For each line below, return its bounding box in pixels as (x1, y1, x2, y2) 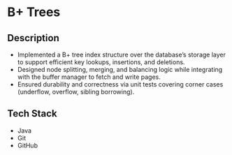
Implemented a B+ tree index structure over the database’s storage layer (17, 50, 226, 59)
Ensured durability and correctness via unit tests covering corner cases (17, 80, 224, 88)
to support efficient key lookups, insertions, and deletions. (17, 58, 185, 66)
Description (7, 32, 59, 44)
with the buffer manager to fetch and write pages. (17, 73, 161, 81)
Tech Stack (7, 108, 57, 119)
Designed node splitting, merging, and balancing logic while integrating (17, 66, 223, 73)
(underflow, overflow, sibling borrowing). (17, 88, 135, 96)
